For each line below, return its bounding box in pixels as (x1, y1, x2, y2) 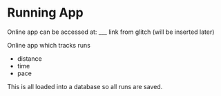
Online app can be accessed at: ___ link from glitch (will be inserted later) (7, 28, 215, 36)
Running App (7, 5, 84, 21)
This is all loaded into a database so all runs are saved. (7, 82, 163, 90)
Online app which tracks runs (7, 41, 91, 49)
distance (17, 54, 43, 63)
